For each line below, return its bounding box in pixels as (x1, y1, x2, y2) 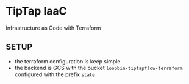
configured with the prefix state (14, 71, 95, 78)
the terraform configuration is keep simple (14, 57, 121, 65)
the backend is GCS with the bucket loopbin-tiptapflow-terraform (14, 64, 183, 71)
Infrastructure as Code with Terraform (5, 24, 101, 31)
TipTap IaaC (5, 4, 68, 18)
